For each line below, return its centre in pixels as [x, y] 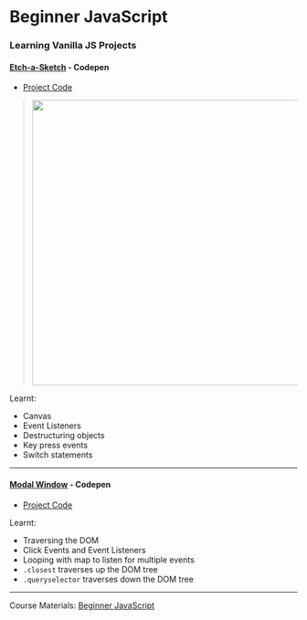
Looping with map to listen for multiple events [108, 560]
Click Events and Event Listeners [84, 550]
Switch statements [58, 455]
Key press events [55, 446]
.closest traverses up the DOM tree [90, 569]
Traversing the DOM [60, 540]
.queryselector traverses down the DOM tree [108, 579]
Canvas [37, 416]
